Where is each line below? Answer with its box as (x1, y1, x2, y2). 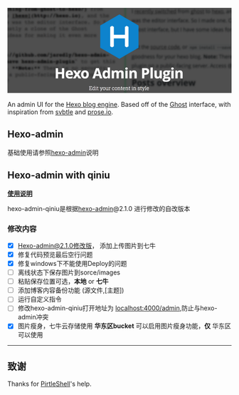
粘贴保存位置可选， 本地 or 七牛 (17, 277, 109, 286)
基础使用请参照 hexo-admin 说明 (7, 148, 99, 157)
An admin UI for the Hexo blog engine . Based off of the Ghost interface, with (7, 100, 231, 108)
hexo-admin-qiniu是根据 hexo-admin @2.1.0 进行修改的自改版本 (7, 204, 191, 212)
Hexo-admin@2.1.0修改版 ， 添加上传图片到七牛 (17, 241, 156, 250)
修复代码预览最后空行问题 (17, 250, 93, 259)
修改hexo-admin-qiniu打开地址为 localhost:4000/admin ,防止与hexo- (17, 304, 218, 312)
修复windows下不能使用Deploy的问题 (17, 260, 127, 268)
